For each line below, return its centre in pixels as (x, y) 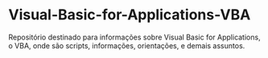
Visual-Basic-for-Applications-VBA (130, 15)
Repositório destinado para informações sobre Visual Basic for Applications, (134, 37)
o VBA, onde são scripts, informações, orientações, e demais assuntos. (127, 45)
